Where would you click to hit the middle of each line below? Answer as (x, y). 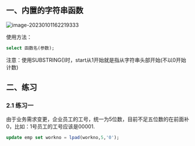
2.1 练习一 (20, 105)
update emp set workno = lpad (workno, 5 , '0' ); (63, 138)
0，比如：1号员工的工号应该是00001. (51, 127)
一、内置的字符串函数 (45, 11)
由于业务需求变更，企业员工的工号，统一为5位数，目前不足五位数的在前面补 (98, 119)
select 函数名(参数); (30, 48)
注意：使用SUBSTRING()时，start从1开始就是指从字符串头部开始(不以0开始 (96, 60)
